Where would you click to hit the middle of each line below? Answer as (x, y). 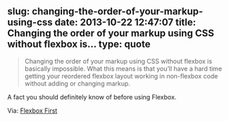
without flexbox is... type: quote (79, 44)
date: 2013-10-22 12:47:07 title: (125, 23)
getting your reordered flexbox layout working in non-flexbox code (121, 76)
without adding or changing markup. (77, 83)
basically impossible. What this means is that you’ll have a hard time (123, 69)
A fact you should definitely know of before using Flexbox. (92, 97)
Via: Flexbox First (32, 111)
